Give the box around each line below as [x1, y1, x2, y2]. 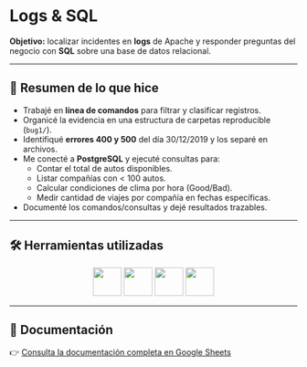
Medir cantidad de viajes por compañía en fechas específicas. [36, 192, 271, 203]
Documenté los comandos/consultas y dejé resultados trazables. [22, 202, 268, 213]
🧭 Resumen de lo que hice [9, 80, 160, 96]
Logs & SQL [9, 5, 99, 26]
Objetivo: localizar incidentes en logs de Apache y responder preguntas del [9, 36, 296, 47]
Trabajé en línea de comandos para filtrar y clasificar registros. [22, 104, 262, 115]
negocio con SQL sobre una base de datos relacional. [9, 45, 212, 56]
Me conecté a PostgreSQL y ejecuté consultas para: [22, 152, 221, 164]
